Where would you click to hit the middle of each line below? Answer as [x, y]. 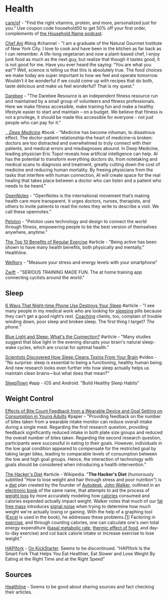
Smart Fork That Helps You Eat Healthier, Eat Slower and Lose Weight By [80, 553]
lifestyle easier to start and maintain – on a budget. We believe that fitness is [84, 112]
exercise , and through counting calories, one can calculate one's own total [82, 522]
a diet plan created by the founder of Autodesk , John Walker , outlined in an [83, 485]
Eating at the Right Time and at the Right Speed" [55, 559]
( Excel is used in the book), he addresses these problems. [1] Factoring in [80, 517]
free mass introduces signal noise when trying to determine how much [78, 506]
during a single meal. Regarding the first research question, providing [77, 427]
